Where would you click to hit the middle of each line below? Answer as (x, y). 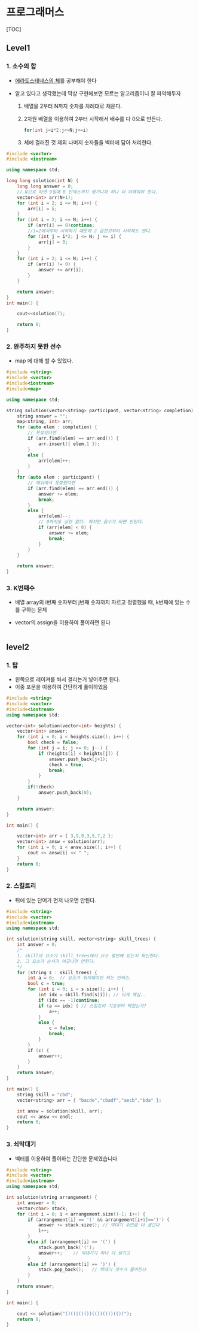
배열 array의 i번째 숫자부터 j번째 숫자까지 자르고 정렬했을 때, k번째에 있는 (99, 602)
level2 (18, 647)
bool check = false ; (53, 743)
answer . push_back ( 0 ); (65, 793)
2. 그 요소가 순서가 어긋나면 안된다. (56, 961)
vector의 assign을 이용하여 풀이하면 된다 (62, 622)
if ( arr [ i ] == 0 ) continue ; (61, 225)
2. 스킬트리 (21, 886)
